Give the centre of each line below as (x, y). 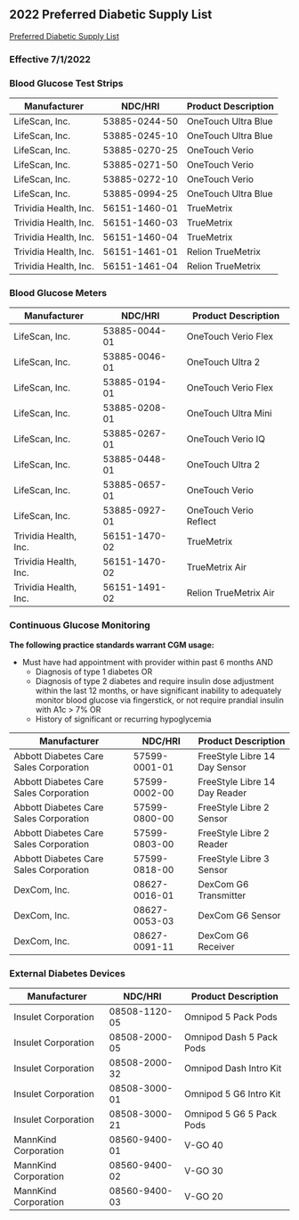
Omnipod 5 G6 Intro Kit (232, 1093)
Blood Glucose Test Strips (66, 83)
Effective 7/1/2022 (50, 59)
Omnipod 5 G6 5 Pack (230, 1114)
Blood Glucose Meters (58, 293)
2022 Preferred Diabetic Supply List (111, 15)
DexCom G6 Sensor (239, 915)
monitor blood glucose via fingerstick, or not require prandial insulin (160, 700)
